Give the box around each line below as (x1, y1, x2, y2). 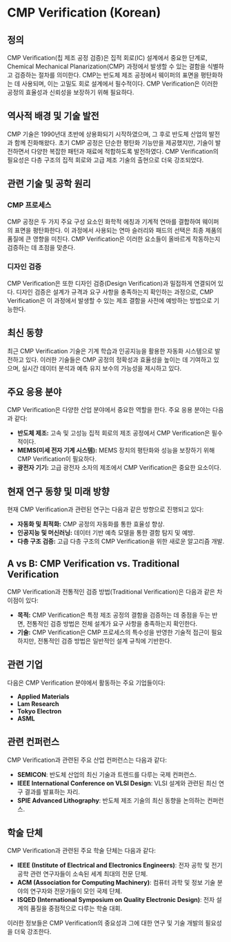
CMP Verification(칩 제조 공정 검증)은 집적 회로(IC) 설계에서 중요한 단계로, (7, 54, 208, 61)
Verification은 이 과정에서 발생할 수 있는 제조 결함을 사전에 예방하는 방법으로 (7, 296, 212, 304)
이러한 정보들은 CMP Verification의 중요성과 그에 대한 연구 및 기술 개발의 (7, 919, 204, 928)
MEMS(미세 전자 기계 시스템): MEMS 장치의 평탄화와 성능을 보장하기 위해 (17, 447, 215, 455)
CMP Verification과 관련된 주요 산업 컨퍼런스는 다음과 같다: (7, 756, 168, 764)
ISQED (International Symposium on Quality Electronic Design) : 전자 (17, 896, 215, 904)
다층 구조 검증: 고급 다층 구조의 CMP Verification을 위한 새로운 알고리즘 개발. (17, 537, 225, 546)
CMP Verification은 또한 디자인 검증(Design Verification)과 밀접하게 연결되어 (7, 279, 217, 287)
